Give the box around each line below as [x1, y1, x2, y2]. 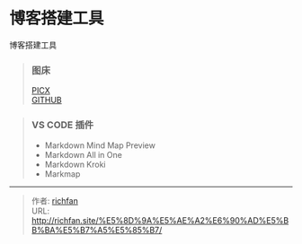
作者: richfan [31, 195, 78, 206]
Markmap [44, 168, 81, 179]
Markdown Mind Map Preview [44, 140, 155, 151]
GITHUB [31, 95, 63, 106]
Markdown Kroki [44, 159, 106, 170]
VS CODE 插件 [31, 118, 94, 131]
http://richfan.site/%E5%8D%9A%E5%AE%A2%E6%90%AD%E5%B [31, 214, 289, 225]
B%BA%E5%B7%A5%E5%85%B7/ [31, 224, 163, 235]
